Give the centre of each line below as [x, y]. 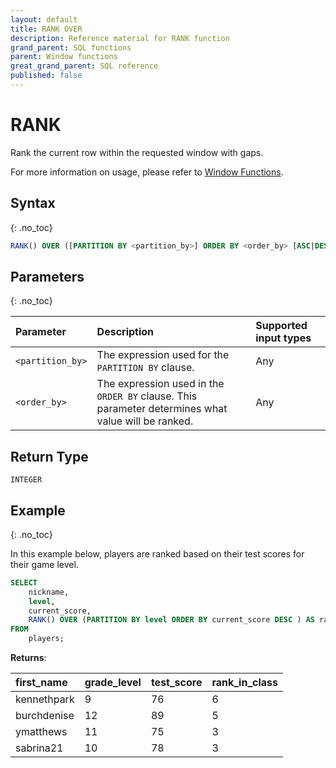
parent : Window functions [64, 57]
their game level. [44, 564]
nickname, [49, 592]
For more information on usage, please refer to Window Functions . [147, 172]
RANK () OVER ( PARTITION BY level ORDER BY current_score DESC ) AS [171, 620]
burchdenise [45, 716]
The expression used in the [160, 384]
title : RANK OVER [46, 29]
